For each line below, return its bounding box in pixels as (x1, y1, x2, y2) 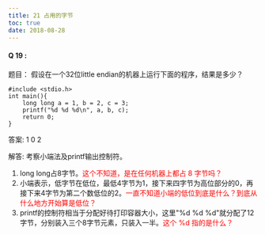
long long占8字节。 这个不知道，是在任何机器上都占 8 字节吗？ (19, 168, 223, 178)
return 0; (22, 112, 55, 121)
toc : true (8, 19, 41, 27)
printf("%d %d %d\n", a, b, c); (22, 106, 129, 114)
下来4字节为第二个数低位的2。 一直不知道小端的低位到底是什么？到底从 (26, 188, 258, 198)
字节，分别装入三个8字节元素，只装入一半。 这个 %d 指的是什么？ (19, 218, 233, 227)
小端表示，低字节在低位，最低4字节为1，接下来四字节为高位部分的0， (19, 178, 247, 188)
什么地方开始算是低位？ (19, 198, 97, 207)
